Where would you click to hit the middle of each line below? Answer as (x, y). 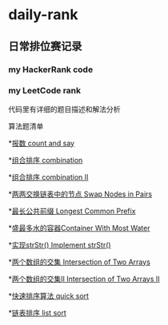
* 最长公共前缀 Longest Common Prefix (72, 211)
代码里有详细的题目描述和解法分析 (64, 109)
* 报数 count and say (41, 143)
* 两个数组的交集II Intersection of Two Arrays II (84, 279)
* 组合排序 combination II (48, 176)
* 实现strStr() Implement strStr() (60, 244)
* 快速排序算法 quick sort (49, 295)
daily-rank (43, 15)
